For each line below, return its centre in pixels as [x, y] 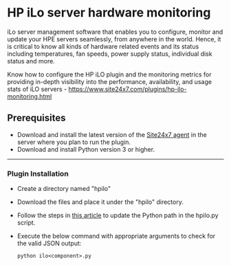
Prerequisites [36, 118]
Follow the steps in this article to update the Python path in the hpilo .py [118, 216]
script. [26, 223]
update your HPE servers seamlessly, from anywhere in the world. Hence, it [114, 39]
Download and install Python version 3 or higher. [86, 149]
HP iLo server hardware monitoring [109, 13]
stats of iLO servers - [37, 89]
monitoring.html [30, 96]
